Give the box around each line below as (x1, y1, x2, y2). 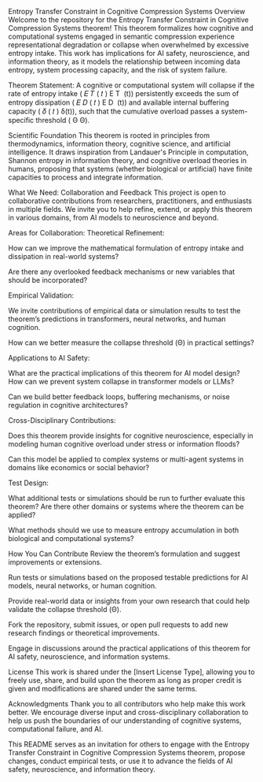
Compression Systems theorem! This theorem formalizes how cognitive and (8, 24, 254, 32)
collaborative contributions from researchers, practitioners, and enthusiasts (8, 196, 253, 206)
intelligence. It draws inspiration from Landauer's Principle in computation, (8, 147, 249, 157)
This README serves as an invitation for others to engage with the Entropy (8, 739, 250, 749)
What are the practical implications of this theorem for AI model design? (8, 369, 241, 377)
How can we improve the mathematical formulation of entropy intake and (8, 243, 244, 253)
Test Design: (8, 478, 49, 487)
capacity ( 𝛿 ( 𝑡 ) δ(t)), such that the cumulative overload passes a (8, 106, 220, 116)
